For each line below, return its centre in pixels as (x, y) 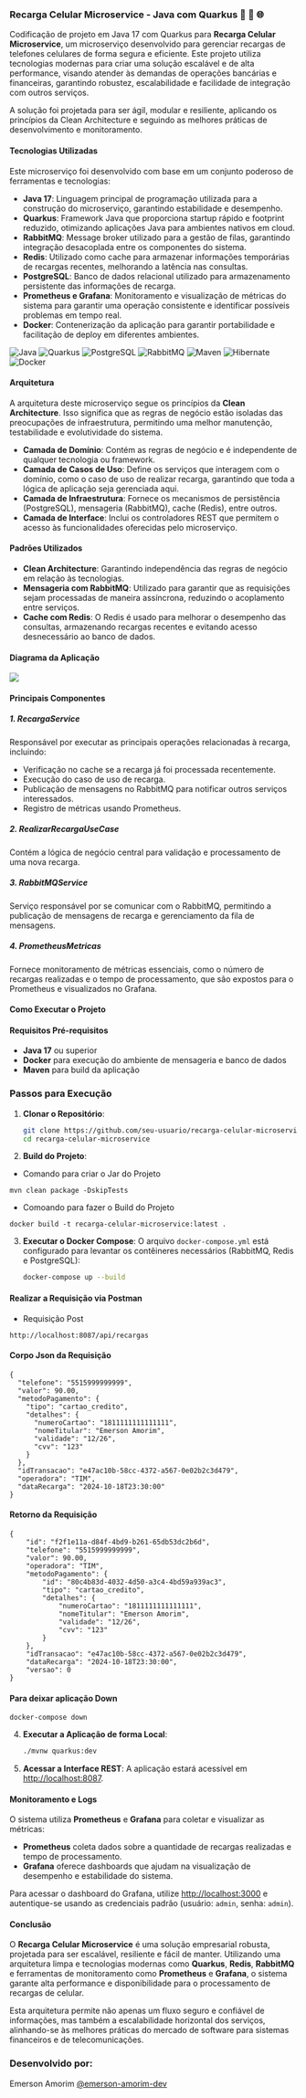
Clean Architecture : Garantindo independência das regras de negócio (155, 568)
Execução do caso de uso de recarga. (94, 779)
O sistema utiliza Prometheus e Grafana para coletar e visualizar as (137, 1819)
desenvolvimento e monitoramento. (76, 130)
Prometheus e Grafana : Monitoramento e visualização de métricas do (154, 295)
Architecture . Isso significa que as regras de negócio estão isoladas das (146, 412)
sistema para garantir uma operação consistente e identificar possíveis (156, 305)
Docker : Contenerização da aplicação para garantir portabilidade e (149, 324)
